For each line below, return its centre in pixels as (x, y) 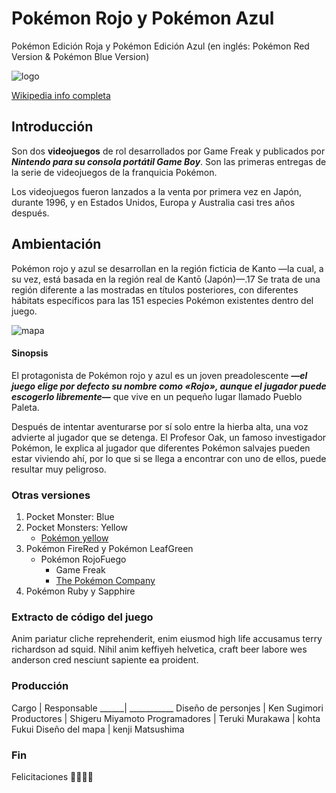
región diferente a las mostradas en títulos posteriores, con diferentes (155, 289)
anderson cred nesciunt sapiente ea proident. (105, 660)
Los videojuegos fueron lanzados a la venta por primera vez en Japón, (157, 191)
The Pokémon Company (105, 581)
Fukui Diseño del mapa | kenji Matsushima (98, 729)
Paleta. (25, 407)
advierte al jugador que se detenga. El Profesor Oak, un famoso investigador (169, 437)
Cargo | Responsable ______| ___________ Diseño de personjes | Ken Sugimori (167, 708)
